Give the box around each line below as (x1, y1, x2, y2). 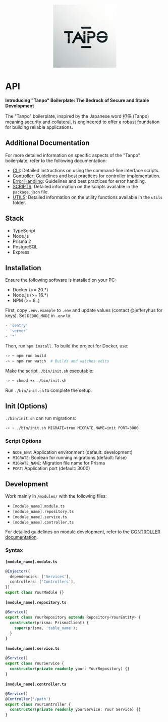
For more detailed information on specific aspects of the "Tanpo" (5, 152, 140, 158)
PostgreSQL (12, 243, 38, 249)
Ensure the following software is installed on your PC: (5, 277, 116, 283)
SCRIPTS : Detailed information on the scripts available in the (12, 183, 138, 189)
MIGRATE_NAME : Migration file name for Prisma (12, 459, 105, 466)
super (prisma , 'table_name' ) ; (14, 626, 78, 631)
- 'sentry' (5, 323, 28, 328)
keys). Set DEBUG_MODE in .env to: (5, 313, 72, 319)
